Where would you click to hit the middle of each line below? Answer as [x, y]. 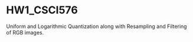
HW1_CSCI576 [42, 10]
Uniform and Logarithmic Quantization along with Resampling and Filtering [97, 26]
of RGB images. [25, 32]
